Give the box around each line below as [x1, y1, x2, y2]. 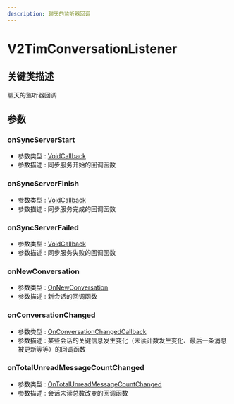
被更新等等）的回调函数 [17, 345, 86, 353]
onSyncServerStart [7, 135, 75, 145]
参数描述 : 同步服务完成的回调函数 [17, 204, 116, 213]
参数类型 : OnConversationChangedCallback [17, 327, 147, 335]
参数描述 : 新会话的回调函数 [17, 292, 97, 301]
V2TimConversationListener [7, 40, 178, 57]
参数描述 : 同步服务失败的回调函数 [17, 248, 116, 256]
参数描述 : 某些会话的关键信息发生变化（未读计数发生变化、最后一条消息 [17, 336, 227, 345]
